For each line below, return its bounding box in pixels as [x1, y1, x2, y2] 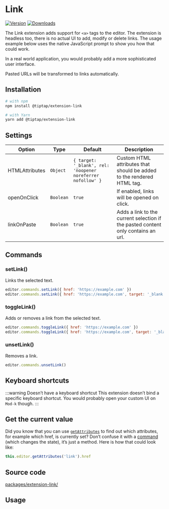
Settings [5, 131, 33, 139]
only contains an [116, 227, 156, 234]
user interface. [5, 61, 36, 67]
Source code [5, 468, 46, 476]
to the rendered [116, 174, 153, 181]
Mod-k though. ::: [5, 400, 39, 406]
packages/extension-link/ [5, 481, 58, 487]
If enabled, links [116, 188, 154, 195]
